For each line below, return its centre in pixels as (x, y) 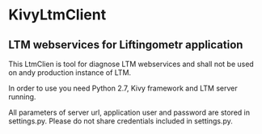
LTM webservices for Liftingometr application (126, 45)
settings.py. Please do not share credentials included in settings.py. (120, 121)
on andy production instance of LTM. (70, 73)
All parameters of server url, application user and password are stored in (129, 112)
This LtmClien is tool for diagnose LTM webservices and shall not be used (131, 64)
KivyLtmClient (57, 15)
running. (22, 97)
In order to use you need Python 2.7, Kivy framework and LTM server (123, 88)
